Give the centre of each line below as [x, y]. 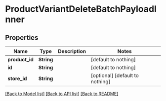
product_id [21, 60]
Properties [22, 38]
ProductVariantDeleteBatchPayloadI [81, 9]
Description [72, 51]
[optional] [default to [115, 76]
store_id [17, 78]
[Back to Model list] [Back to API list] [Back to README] [62, 94]
